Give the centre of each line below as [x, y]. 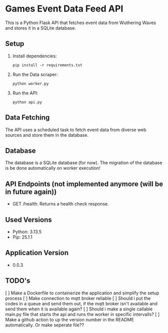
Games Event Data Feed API [64, 9]
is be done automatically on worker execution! [53, 168]
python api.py [27, 102]
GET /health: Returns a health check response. [61, 204]
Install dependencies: [35, 56]
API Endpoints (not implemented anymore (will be [84, 184]
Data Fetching [28, 118]
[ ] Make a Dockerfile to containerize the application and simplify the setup [82, 293]
